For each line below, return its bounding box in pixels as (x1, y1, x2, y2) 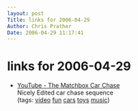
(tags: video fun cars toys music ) (16, 96, 110, 104)
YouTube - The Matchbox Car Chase (16, 82, 120, 90)
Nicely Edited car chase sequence (16, 88, 114, 97)
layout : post (7, 10, 44, 17)
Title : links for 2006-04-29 (7, 16, 90, 23)
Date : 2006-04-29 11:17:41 (7, 29, 84, 36)
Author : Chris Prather (7, 23, 72, 29)
